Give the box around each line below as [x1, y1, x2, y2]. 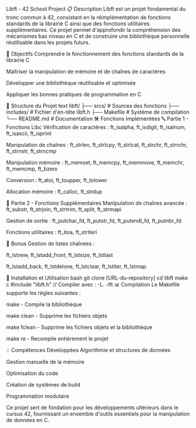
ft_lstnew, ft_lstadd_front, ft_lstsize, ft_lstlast [6, 252, 113, 258]
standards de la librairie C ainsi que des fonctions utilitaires [6, 20, 150, 27]
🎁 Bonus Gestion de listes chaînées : [6, 240, 95, 247]
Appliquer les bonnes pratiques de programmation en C [6, 91, 142, 98]
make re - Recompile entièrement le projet [6, 335, 109, 342]
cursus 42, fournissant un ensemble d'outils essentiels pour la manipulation [6, 410, 190, 417]
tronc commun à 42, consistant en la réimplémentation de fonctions [6, 14, 171, 21]
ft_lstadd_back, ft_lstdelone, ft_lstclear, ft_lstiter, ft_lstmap [6, 263, 146, 270]
